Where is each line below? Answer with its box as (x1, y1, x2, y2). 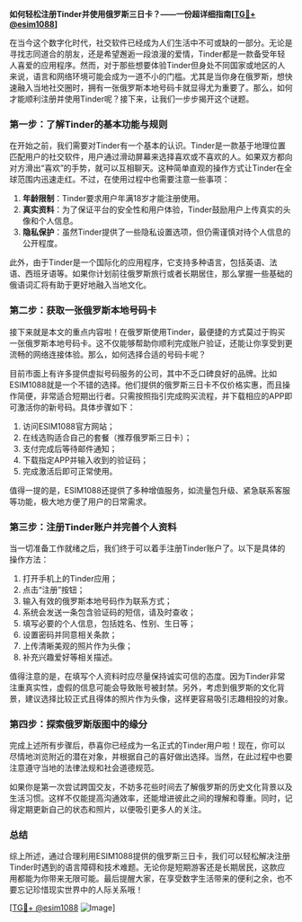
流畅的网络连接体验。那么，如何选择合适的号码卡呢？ (9, 349, 207, 359)
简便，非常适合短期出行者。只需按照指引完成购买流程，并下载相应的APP (16, 390, 285, 401)
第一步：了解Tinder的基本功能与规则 (9, 118, 168, 130)
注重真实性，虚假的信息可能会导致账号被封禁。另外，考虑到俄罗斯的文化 (9, 682, 277, 693)
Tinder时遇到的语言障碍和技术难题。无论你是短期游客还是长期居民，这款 (9, 862, 278, 873)
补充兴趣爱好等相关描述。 (22, 652, 118, 662)
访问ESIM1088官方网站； (22, 421, 115, 431)
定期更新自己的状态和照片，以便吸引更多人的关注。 (16, 804, 207, 815)
